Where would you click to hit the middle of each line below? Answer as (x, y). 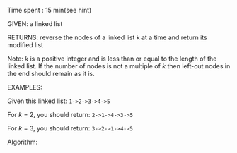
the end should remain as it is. (51, 74)
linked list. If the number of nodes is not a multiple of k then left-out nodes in (119, 66)
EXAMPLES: (25, 87)
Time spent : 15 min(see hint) (50, 10)
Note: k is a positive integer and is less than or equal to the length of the (112, 59)
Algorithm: (22, 142)
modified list (25, 45)
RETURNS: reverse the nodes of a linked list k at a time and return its (107, 37)
